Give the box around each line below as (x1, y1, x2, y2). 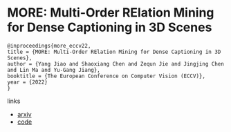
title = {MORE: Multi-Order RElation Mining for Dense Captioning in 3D (7, 48, 221, 55)
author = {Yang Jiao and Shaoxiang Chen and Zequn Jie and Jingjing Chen (7, 60, 225, 67)
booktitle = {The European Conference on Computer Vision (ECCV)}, (7, 73, 206, 79)
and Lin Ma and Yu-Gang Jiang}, (7, 66, 100, 73)
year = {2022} (7, 78, 48, 86)
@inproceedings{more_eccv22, (7, 42, 91, 49)
